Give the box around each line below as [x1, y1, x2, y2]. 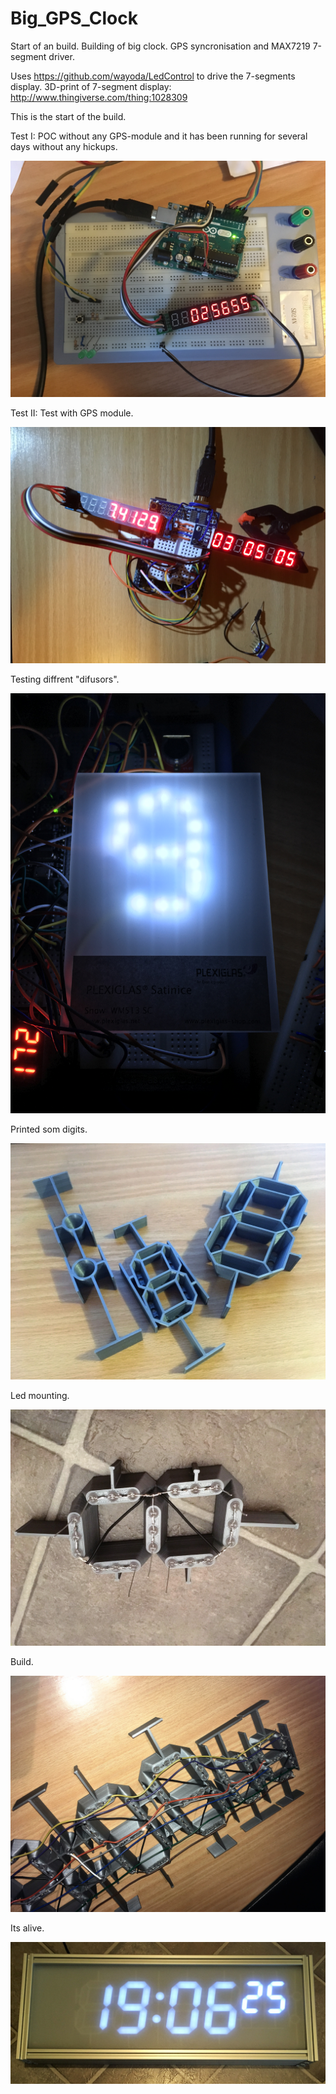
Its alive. [10, 1922, 45, 1934]
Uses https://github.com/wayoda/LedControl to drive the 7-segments [10, 70, 296, 82]
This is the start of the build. [10, 110, 127, 122]
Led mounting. [10, 1389, 70, 1401]
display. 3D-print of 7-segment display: [10, 80, 172, 92]
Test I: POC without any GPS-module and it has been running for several [10, 130, 308, 142]
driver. [48, 50, 75, 62]
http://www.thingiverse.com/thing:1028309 [10, 91, 188, 103]
